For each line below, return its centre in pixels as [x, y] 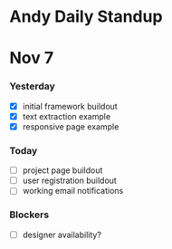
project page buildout [62, 170]
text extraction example [67, 116]
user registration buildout [70, 181]
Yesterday [33, 86]
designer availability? [62, 235]
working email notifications [73, 191]
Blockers [29, 215]
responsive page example [71, 126]
